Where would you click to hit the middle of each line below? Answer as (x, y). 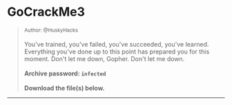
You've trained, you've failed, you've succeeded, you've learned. (116, 44)
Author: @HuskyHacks (51, 30)
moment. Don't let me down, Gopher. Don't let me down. (104, 58)
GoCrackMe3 (46, 12)
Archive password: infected (65, 73)
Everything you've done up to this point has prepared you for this (117, 51)
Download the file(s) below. (64, 88)
